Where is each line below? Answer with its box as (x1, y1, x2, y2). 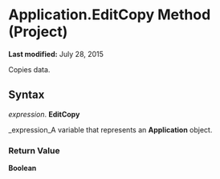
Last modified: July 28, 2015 (8, 49, 104, 59)
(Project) (8, 22, 68, 41)
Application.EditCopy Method (8, 6, 211, 24)
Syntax (8, 88, 45, 102)
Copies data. (8, 64, 51, 74)
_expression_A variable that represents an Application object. (8, 124, 213, 134)
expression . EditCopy (8, 109, 80, 119)
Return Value (8, 144, 60, 156)
